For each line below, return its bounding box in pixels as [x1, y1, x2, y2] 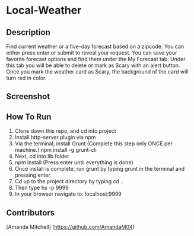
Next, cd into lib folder [14, 152, 69, 160]
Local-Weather [6, 4, 82, 17]
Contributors [6, 208, 55, 218]
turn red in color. [6, 75, 47, 81]
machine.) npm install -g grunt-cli [14, 146, 97, 154]
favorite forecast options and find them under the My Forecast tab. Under [6, 56, 186, 62]
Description [6, 27, 50, 37]
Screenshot [6, 91, 50, 101]
